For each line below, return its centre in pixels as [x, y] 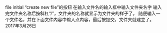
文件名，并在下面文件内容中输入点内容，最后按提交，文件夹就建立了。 [81, 19]
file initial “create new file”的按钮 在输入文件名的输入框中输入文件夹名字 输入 [84, 7]
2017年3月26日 [21, 26]
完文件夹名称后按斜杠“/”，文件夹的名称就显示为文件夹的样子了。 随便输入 [80, 13]
